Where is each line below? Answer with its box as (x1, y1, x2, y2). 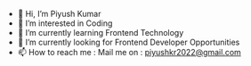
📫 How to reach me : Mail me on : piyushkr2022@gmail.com (17, 47, 242, 57)
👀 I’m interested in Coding (17, 18, 113, 29)
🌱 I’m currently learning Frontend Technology (17, 28, 184, 37)
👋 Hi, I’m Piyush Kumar (17, 9, 101, 19)
